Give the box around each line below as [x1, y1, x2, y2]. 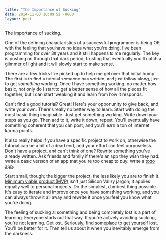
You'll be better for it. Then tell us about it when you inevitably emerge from [5, 225, 160, 231]
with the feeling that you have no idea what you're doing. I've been [5, 45, 141, 51]
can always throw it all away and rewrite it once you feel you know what [5, 194, 152, 200]
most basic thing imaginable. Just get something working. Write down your [5, 112, 158, 118]
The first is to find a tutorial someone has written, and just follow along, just [5, 76, 159, 82]
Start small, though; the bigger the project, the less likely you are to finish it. [5, 173, 160, 179]
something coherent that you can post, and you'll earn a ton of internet [5, 122, 150, 128]
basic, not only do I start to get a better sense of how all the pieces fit [5, 86, 147, 92]
